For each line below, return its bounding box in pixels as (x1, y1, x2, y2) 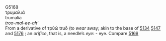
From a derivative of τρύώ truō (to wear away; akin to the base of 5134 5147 (5, 25, 161, 31)
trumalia (5, 15, 22, 20)
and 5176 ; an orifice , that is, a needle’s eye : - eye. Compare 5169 (5, 31, 139, 36)
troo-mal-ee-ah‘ (5, 20, 39, 26)
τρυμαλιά (5, 9, 25, 15)
